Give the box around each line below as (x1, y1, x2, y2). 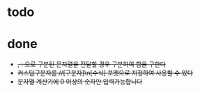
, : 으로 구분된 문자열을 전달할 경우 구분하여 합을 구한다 (17, 60, 166, 68)
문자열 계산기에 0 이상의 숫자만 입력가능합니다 (17, 77, 143, 86)
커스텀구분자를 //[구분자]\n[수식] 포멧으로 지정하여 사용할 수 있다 (17, 69, 194, 77)
